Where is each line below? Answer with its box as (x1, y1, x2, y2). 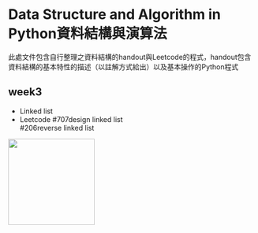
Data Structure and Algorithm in (8, 6, 221, 24)
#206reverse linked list (19, 123, 95, 132)
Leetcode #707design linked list (19, 114, 124, 124)
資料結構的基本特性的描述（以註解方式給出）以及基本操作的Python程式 (8, 61, 239, 72)
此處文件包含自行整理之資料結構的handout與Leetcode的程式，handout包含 (8, 52, 252, 61)
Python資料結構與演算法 (8, 25, 167, 43)
